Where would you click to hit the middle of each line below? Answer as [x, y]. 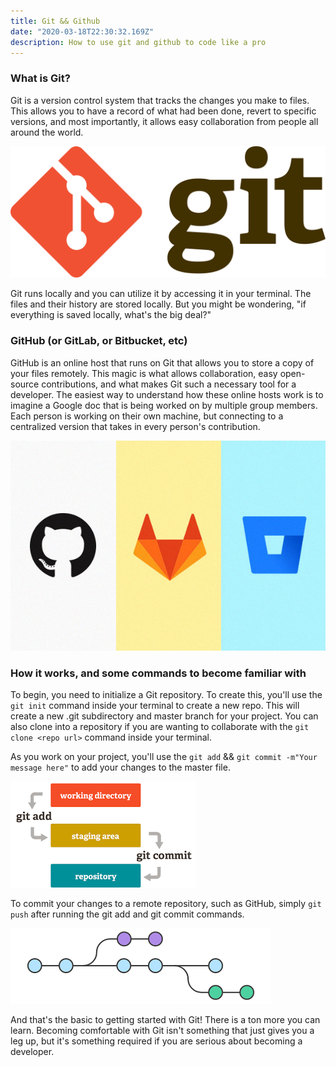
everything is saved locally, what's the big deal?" [111, 315]
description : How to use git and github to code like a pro [138, 42]
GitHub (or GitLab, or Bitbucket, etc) [99, 341]
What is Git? [40, 78]
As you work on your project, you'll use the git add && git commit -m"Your [164, 756]
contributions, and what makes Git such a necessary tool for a [169, 384]
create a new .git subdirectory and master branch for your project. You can [164, 716]
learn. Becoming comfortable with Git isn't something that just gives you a [162, 1030]
